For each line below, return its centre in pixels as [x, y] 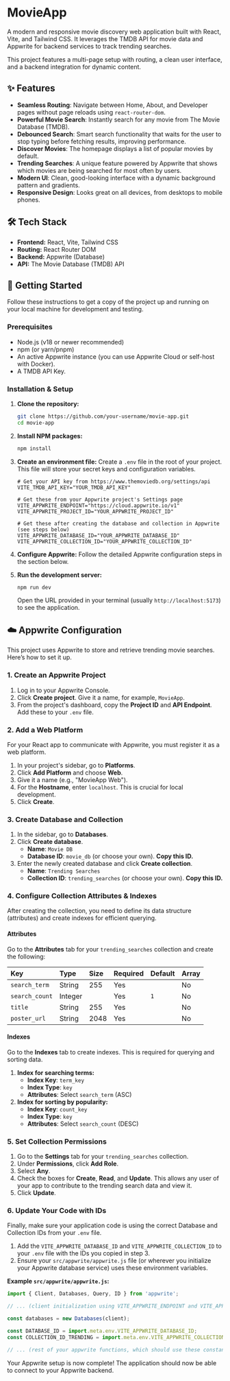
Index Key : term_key [55, 1080]
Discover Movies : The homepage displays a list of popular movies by [115, 148]
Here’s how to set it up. [39, 657]
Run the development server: [60, 575]
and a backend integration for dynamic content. [74, 67]
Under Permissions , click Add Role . [67, 1164]
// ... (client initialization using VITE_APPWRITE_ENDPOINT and [102, 1306]
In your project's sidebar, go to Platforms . [76, 765]
